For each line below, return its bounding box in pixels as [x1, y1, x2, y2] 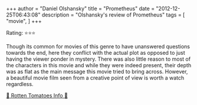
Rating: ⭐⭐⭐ [6, 29, 36, 36]
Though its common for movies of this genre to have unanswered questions [6, 43, 191, 50]
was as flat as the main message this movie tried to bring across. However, [6, 68, 188, 75]
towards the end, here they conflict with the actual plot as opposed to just [6, 50, 186, 56]
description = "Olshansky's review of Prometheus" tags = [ [41, 11, 185, 18]
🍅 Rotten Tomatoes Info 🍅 [6, 92, 68, 99]
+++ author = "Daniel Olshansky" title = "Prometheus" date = [6, 5, 155, 12]
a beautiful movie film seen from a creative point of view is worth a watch [6, 74, 185, 81]
